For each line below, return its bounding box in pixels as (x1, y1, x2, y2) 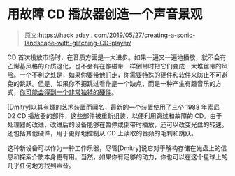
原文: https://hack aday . (24, 31, 93, 39)
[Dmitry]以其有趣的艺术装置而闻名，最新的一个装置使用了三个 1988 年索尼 (7, 103, 220, 111)
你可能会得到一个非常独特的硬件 (20, 88, 112, 96)
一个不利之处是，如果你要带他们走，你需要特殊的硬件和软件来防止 (19, 71, 210, 79)
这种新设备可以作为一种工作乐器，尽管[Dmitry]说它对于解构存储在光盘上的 (7, 144, 221, 152)
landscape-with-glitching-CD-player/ (24, 38, 131, 47)
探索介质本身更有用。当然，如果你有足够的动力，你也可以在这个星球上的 (19, 152, 228, 161)
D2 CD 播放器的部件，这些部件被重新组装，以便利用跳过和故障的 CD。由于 (7, 111, 222, 119)
